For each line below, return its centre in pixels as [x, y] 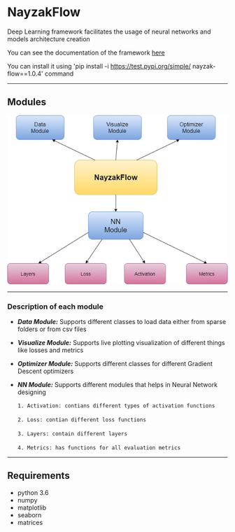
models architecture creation [49, 38]
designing [32, 392]
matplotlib [32, 507]
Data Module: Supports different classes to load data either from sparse [122, 322]
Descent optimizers [45, 371]
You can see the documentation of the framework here [86, 52]
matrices [30, 522]
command [59, 73]
